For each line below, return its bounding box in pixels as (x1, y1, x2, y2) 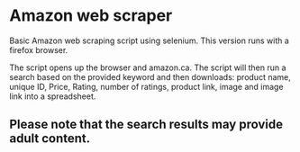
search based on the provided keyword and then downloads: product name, (9, 71, 291, 82)
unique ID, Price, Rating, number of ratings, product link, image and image (9, 81, 284, 92)
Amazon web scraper (9, 5, 173, 26)
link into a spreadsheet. (9, 91, 96, 102)
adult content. (9, 131, 91, 147)
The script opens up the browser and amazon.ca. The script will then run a (9, 62, 286, 73)
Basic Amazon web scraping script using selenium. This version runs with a (9, 35, 290, 46)
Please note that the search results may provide (9, 117, 284, 132)
